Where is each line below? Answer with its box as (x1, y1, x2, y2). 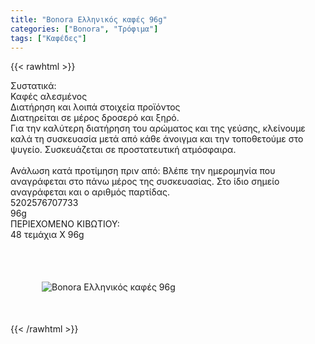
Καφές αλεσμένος (10, 91, 88, 103)
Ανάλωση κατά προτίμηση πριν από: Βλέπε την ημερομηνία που (10, 165, 276, 177)
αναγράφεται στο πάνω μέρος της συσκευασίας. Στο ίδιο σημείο (10, 176, 280, 188)
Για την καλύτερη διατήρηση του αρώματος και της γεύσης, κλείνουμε (10, 122, 306, 135)
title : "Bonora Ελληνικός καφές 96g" (10, 14, 168, 25)
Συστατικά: (10, 80, 57, 92)
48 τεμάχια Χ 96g (10, 229, 85, 241)
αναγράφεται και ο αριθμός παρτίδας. (10, 186, 171, 198)
